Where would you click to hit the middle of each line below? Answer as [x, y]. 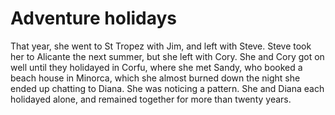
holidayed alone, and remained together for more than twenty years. [151, 99]
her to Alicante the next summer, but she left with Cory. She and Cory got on [167, 56]
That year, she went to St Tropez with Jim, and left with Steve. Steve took [161, 46]
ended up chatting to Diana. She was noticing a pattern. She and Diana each [167, 88]
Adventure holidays [94, 18]
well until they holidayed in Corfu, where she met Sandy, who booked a [156, 67]
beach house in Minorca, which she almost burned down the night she [155, 78]
